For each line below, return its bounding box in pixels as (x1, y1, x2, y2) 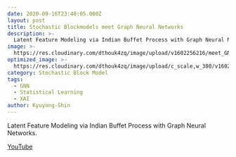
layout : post (7, 17, 46, 24)
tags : (7, 75, 23, 83)
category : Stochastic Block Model (7, 69, 109, 76)
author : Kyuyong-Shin (7, 102, 71, 109)
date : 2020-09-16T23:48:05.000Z (7, 10, 102, 18)
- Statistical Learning (13, 89, 83, 96)
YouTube (7, 142, 33, 151)
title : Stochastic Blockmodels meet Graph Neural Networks (7, 23, 184, 30)
